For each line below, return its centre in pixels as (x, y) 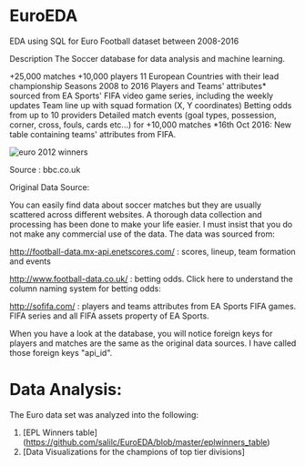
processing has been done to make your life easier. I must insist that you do (151, 224)
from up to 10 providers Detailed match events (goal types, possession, (143, 115)
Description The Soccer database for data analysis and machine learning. (147, 58)
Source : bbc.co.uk (45, 169)
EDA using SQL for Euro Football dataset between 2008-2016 (124, 41)
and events (30, 261)
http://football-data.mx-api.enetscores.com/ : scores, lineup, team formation (152, 251)
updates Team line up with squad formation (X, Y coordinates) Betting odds (151, 105)
